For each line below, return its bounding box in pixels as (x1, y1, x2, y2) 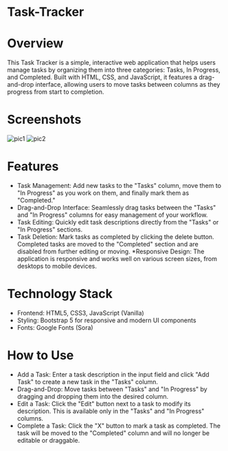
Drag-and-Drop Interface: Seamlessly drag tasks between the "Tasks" (16, 204, 216, 211)
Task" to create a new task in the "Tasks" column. (16, 377, 159, 386)
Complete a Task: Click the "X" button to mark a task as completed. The (16, 421, 221, 430)
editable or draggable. (16, 436, 80, 444)
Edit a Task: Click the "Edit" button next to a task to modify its (16, 399, 191, 408)
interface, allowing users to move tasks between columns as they (35, 81, 220, 89)
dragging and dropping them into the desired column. (16, 392, 169, 400)
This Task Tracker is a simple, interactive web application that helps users (7, 59, 216, 67)
